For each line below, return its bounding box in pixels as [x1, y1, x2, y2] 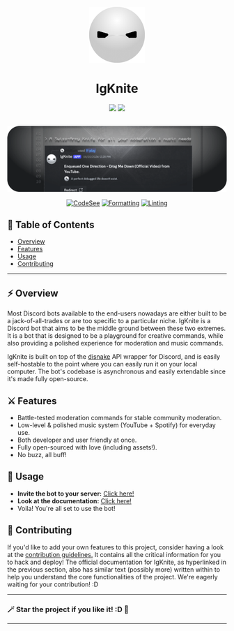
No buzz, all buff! [17, 450, 68, 459]
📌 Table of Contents [7, 218, 95, 230]
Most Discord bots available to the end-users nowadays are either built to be [7, 309, 227, 318]
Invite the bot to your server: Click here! [17, 489, 134, 498]
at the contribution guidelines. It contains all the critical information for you [7, 550, 221, 558]
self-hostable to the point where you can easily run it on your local [7, 360, 198, 369]
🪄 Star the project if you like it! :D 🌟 [7, 604, 129, 614]
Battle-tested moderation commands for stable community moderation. [17, 413, 222, 422]
